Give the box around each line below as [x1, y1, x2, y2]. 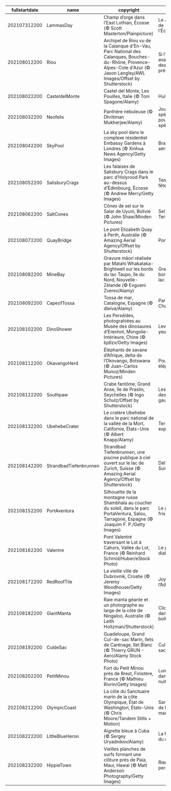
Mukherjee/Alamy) [103, 119, 142, 125]
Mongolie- [126, 329, 149, 335]
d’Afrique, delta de [103, 352, 142, 358]
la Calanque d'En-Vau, [103, 43, 152, 49]
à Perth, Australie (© [103, 231, 147, 238]
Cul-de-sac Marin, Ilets [103, 636, 154, 642]
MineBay [46, 271, 65, 277]
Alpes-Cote [103, 65, 129, 70]
